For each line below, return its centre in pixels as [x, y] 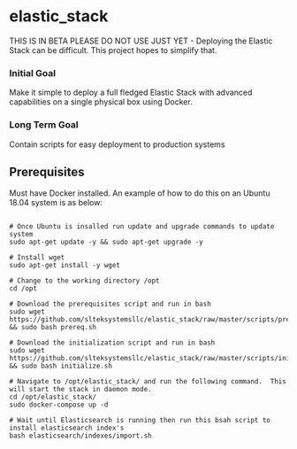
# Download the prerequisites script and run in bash [110, 304]
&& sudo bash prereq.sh [53, 328]
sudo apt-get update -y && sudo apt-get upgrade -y [106, 242]
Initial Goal [32, 73]
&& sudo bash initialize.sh [61, 366]
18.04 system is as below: [56, 203]
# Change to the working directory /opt [85, 281]
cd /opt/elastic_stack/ [53, 397]
